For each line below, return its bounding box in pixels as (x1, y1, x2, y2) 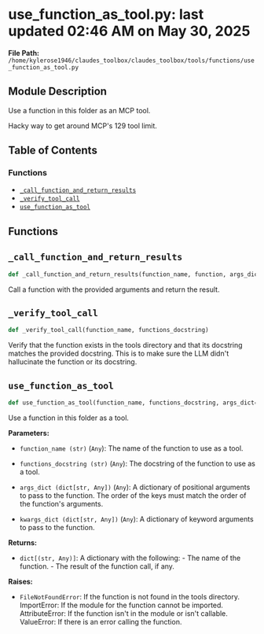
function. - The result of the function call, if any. (19, 561, 175, 571)
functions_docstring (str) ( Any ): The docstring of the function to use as (19, 459, 255, 468)
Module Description (8, 85, 108, 98)
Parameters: (8, 428, 49, 437)
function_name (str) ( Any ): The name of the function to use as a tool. (19, 443, 244, 453)
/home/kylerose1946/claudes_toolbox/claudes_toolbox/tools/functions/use (8, 57, 255, 65)
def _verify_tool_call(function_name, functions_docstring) (8, 326, 210, 334)
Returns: (8, 537, 38, 547)
